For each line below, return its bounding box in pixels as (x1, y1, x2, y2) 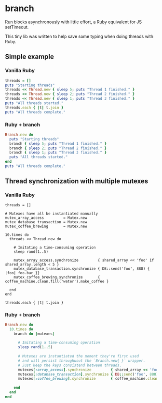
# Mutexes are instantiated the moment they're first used (17, 354, 139, 359)
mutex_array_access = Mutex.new (5, 215, 88, 220)
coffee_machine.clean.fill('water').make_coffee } (5, 279, 109, 284)
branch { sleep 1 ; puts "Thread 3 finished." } (9, 150, 107, 155)
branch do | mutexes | (13, 331, 55, 336)
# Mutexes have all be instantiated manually (5, 211, 98, 216)
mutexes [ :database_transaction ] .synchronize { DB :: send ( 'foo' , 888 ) (17, 372, 159, 377)
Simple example (5, 53, 54, 61)
